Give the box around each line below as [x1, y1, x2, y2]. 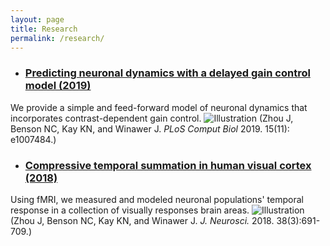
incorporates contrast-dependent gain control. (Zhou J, [10, 112, 294, 124]
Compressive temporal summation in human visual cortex [24, 158, 312, 172]
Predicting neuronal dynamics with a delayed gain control [24, 66, 311, 80]
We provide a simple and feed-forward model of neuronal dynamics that [10, 101, 308, 113]
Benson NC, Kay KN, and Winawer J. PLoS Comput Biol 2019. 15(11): [10, 122, 290, 135]
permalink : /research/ [10, 33, 105, 43]
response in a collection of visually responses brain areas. [10, 204, 250, 216]
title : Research [10, 24, 78, 34]
